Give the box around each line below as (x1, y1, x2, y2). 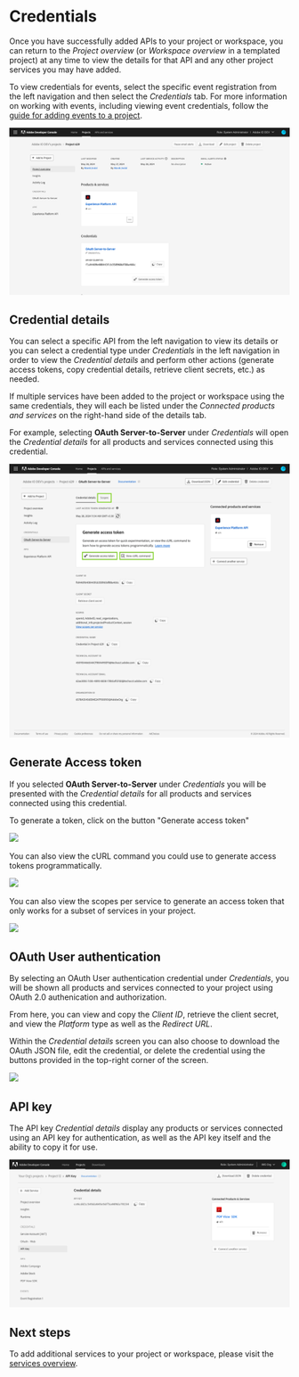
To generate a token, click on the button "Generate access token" (9, 814, 250, 826)
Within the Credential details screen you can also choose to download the (9, 1036, 280, 1047)
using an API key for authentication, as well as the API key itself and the (9, 1133, 271, 1143)
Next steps (9, 1324, 71, 1340)
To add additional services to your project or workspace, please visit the (9, 1348, 274, 1359)
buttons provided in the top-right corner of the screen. (9, 1055, 209, 1066)
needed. (9, 374, 40, 384)
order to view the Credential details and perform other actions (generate (9, 355, 274, 366)
